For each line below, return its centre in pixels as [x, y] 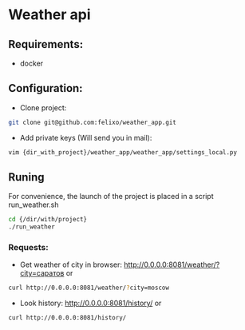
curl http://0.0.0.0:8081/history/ [67, 318]
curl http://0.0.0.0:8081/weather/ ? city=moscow [89, 288]
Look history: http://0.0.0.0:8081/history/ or [91, 303]
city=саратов [42, 273]
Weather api [49, 15]
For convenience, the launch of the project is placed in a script [111, 197]
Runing [26, 177]
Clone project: [43, 107]
